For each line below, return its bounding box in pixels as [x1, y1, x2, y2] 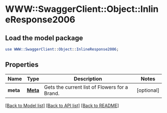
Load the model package [5, 34, 83, 42]
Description [74, 75, 102, 82]
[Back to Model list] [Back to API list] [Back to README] [5, 103, 119, 109]
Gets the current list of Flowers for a [44, 83, 128, 90]
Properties [5, 60, 39, 69]
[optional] [136, 87, 160, 94]
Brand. [44, 90, 60, 97]
